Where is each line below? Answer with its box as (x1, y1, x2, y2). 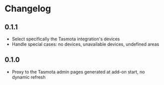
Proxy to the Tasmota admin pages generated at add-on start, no (11, 69, 145, 75)
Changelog (4, 3, 51, 14)
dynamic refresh (11, 74, 46, 80)
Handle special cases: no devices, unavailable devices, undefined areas (11, 41, 160, 47)
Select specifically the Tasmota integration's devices (11, 36, 120, 42)
